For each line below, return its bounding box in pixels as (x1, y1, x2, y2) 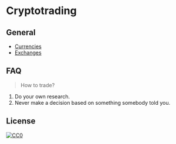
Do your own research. (14, 92, 70, 100)
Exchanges (14, 49, 42, 56)
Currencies (14, 43, 42, 50)
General (6, 28, 36, 37)
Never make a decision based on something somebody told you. (14, 99, 171, 106)
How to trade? (20, 81, 55, 88)
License (6, 116, 36, 126)
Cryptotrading (6, 4, 77, 18)
